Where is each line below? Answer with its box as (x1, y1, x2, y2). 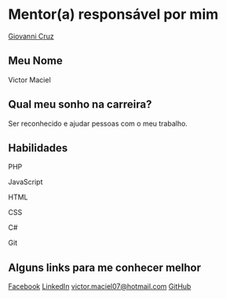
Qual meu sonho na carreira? (8, 98, 152, 111)
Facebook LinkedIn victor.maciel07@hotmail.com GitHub (8, 282, 191, 291)
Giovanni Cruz (8, 31, 54, 41)
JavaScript (8, 177, 43, 187)
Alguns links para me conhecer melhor (8, 261, 202, 274)
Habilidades (8, 141, 68, 155)
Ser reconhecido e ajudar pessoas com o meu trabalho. (8, 119, 188, 128)
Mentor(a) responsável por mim (8, 5, 219, 24)
